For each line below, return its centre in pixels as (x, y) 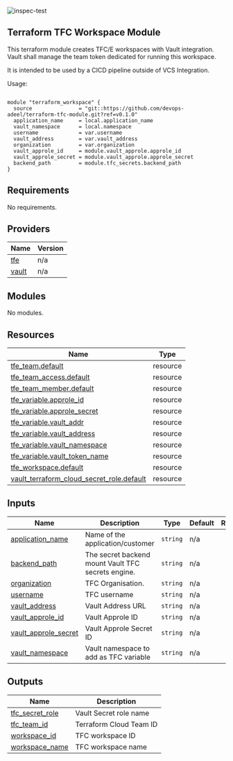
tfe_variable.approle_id (48, 400)
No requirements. (32, 207)
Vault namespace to (118, 648)
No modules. (25, 313)
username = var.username (68, 133)
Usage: (17, 83)
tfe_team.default (37, 366)
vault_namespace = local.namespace (72, 126)
